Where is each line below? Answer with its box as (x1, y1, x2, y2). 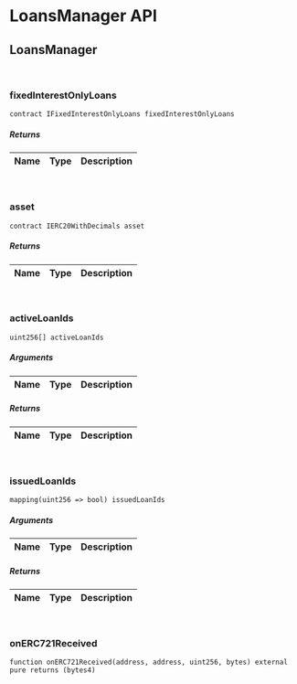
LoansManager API (9, 5, 157, 27)
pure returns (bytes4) (9, 666, 96, 675)
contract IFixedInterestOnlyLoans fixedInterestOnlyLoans (9, 110, 235, 119)
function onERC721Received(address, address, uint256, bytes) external (9, 657, 288, 668)
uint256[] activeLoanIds (9, 333, 104, 342)
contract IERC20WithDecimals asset (9, 221, 145, 230)
